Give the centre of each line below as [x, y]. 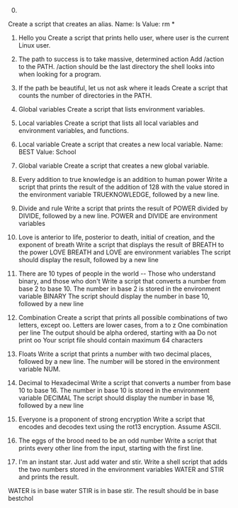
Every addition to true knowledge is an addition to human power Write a [123, 179]
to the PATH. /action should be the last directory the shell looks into [117, 66]
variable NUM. [39, 369]
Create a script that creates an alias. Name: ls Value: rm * [92, 24]
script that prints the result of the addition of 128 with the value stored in [124, 187]
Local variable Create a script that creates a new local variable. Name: [120, 144]
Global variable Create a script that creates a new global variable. [114, 166]
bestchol [21, 498]
